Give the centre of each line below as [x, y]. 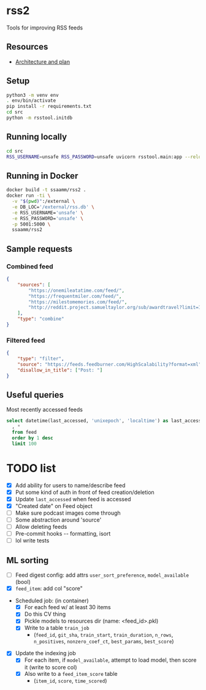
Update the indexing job [45, 653]
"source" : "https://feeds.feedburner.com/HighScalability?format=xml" [109, 364]
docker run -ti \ [29, 196]
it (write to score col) [51, 667]
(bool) [23, 582]
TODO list [31, 468]
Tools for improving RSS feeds [45, 28]
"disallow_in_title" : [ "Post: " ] [60, 370]
